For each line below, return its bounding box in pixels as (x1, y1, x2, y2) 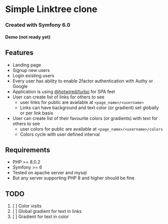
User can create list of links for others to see (12, 94, 105, 100)
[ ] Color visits (12, 203, 42, 209)
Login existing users (12, 72, 54, 78)
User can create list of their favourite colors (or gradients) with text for (12, 115, 158, 121)
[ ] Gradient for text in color (12, 213, 69, 219)
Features (5, 49, 34, 57)
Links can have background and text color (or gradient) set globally (20, 104, 159, 110)
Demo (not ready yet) (5, 34, 51, 40)
